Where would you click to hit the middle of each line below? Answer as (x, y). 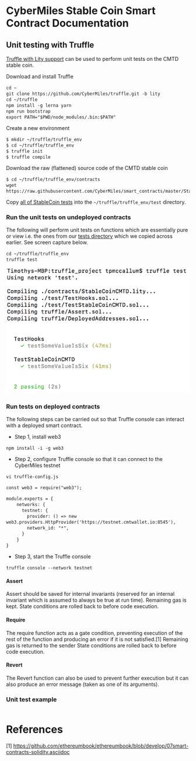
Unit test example (32, 699)
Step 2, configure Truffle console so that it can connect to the (89, 459)
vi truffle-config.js (32, 477)
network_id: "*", (48, 528)
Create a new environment (38, 128)
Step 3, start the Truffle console (53, 557)
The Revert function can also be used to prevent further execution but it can (97, 678)
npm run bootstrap (28, 111)
